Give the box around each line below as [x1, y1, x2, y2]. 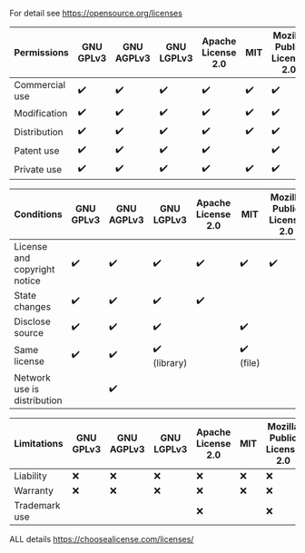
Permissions [14, 46, 70, 58]
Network [14, 371, 52, 384]
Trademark [14, 499, 61, 511]
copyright [14, 263, 55, 275]
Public [269, 431, 298, 444]
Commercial [14, 79, 66, 91]
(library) [152, 357, 188, 369]
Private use [14, 163, 63, 175]
